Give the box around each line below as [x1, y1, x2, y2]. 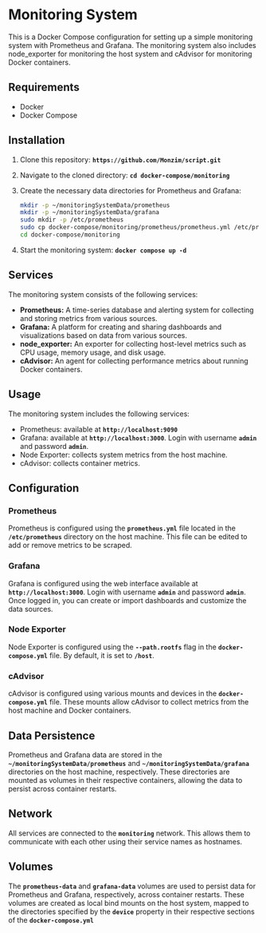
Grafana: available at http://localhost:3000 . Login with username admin [19, 433, 257, 443]
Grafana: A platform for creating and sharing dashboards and [19, 322, 222, 332]
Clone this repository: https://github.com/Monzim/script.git [19, 154, 221, 165]
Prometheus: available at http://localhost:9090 [19, 424, 178, 434]
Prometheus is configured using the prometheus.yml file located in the [8, 523, 237, 533]
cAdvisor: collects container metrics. [19, 458, 141, 468]
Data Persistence [8, 729, 96, 742]
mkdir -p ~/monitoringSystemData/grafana [19, 208, 160, 216]
